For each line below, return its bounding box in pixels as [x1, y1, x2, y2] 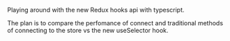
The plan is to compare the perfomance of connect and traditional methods [7, 19, 224, 27]
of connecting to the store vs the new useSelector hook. [7, 27, 169, 34]
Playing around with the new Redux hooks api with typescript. [7, 6, 185, 14]
